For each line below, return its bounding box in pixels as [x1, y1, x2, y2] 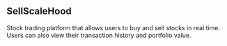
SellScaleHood [6, 5, 72, 17]
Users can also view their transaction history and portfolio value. [6, 31, 192, 39]
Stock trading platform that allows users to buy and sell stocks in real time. [6, 23, 221, 32]
